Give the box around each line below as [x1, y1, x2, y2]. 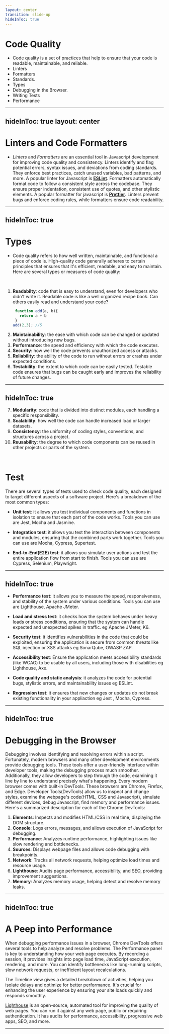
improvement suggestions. [12, 873, 68, 879]
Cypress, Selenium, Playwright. [12, 560, 77, 566]
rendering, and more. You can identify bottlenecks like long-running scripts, [5, 961, 162, 967]
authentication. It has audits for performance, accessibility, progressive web [5, 1013, 163, 1019]
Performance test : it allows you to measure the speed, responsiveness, [12, 593, 161, 599]
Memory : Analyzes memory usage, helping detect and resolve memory [12, 879, 161, 885]
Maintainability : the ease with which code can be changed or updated [12, 331, 159, 337]
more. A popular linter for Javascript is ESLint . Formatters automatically [12, 175, 161, 181]
